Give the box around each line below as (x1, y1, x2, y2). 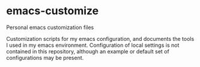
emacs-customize (6, 4, 99, 18)
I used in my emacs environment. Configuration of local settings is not (6, 42, 180, 49)
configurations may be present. (6, 54, 84, 61)
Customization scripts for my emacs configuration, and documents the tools (6, 35, 195, 42)
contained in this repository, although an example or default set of (6, 47, 169, 55)
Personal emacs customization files (6, 24, 94, 31)
